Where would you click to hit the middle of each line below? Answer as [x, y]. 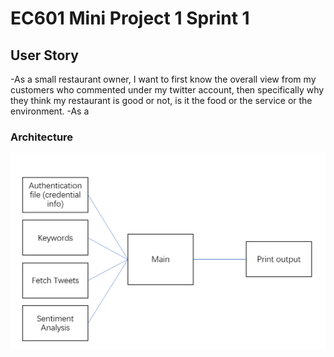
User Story [44, 55]
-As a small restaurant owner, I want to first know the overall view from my [163, 79]
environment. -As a [50, 111]
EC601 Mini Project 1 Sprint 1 [130, 18]
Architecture [42, 137]
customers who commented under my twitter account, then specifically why [167, 90]
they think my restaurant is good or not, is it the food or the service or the [161, 100]
